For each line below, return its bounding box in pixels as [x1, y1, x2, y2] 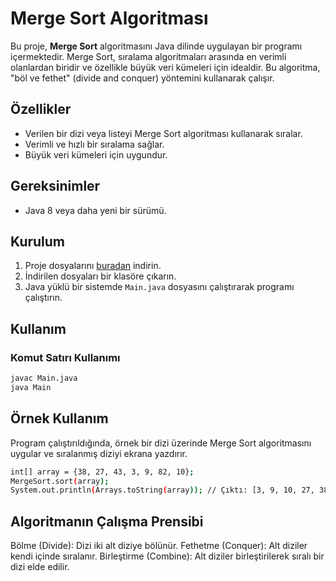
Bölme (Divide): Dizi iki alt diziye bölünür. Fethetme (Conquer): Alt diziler [10, 540, 308, 552]
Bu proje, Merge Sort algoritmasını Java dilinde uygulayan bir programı [10, 40, 303, 52]
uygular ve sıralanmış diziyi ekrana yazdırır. [10, 447, 188, 459]
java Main [10, 382, 52, 392]
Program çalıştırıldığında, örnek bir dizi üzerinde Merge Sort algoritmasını [10, 437, 312, 449]
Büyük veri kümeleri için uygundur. [24, 148, 168, 161]
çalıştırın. [24, 292, 63, 304]
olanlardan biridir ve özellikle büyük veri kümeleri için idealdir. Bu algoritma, [10, 61, 321, 73]
